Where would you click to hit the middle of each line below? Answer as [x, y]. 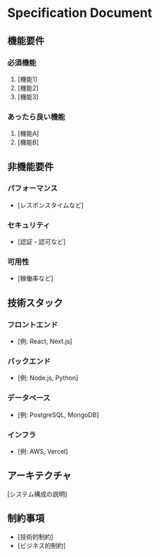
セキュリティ [29, 225]
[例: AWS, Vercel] [43, 452]
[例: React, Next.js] [45, 341]
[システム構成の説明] [37, 494]
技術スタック [35, 303]
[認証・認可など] [42, 242]
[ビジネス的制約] [42, 545]
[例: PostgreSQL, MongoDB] [58, 414]
